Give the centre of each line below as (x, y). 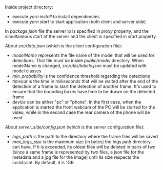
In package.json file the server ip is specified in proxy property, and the (77, 31)
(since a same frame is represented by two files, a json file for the (78, 152)
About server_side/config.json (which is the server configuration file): (75, 127)
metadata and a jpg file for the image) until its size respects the (75, 157)
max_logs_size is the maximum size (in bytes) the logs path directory (81, 142)
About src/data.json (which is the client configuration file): (64, 46)
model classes (27, 71)
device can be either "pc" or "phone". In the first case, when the (77, 102)
